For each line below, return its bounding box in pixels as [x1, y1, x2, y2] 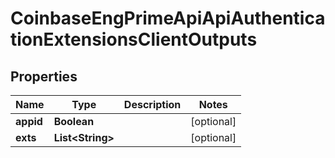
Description [123, 98, 182, 111]
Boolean [53, 115, 95, 128]
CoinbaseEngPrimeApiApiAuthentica [10, 7, 326, 30]
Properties [10, 68, 78, 85]
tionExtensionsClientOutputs [10, 28, 258, 51]
